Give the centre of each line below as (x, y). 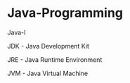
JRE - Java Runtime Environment (55, 59)
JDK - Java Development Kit (48, 46)
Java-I (17, 32)
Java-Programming (65, 13)
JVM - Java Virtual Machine (48, 73)
